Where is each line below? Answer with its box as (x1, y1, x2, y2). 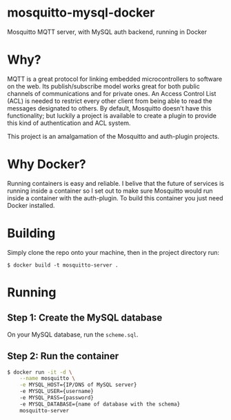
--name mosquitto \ (19, 375, 76, 382)
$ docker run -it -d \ (7, 368, 72, 376)
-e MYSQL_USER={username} (19, 388, 94, 395)
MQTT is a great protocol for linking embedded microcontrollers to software (7, 75, 223, 83)
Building (7, 226, 56, 241)
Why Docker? (7, 157, 86, 172)
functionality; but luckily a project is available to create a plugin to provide (7, 111, 217, 120)
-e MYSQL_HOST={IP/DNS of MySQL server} (19, 381, 137, 388)
